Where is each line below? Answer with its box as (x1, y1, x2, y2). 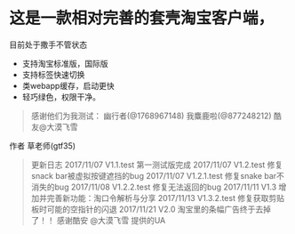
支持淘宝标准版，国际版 (21, 58, 108, 69)
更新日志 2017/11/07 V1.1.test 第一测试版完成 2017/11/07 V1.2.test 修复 (30, 159, 283, 170)
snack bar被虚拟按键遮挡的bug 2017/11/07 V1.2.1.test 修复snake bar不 (30, 170, 284, 181)
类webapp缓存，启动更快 (21, 80, 115, 91)
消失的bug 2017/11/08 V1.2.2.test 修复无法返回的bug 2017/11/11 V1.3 (30, 182, 277, 192)
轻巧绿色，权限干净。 (21, 91, 100, 102)
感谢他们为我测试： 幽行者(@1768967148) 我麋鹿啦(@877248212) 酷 (30, 110, 283, 121)
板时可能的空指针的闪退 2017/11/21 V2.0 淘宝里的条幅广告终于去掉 (30, 204, 272, 214)
